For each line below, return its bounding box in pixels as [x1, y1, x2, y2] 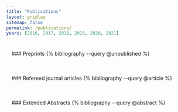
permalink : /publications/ [6, 25, 72, 31]
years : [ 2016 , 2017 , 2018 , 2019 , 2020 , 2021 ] [6, 30, 119, 36]
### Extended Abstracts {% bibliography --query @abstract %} [11, 99, 166, 106]
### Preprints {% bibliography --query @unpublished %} [11, 50, 150, 57]
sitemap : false [6, 19, 43, 25]
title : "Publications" [6, 8, 61, 15]
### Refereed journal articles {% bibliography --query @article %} [11, 74, 173, 82]
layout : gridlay [6, 14, 46, 20]
